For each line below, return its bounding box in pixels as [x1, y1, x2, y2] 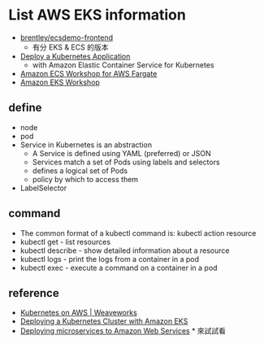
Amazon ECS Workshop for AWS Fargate [19, 68, 158, 78]
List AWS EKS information [8, 6, 187, 24]
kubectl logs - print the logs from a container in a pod [19, 254, 200, 263]
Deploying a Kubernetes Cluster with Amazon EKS [19, 316, 188, 326]
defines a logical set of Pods [32, 165, 128, 176]
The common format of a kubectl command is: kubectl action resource [19, 228, 257, 237]
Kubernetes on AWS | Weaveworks [19, 307, 138, 318]
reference [8, 286, 59, 300]
